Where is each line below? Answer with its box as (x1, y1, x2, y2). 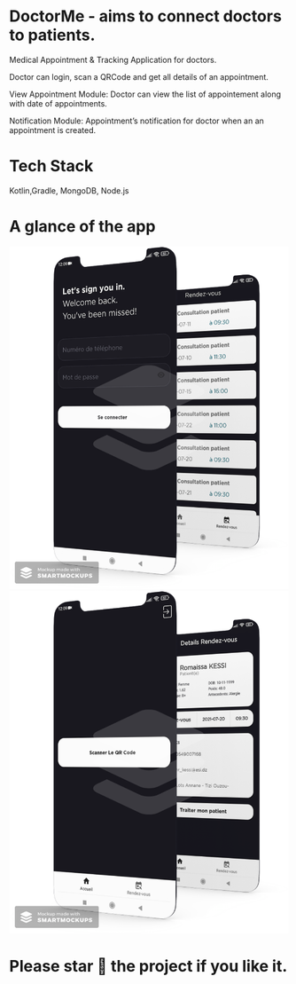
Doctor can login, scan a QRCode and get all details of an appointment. (9, 71, 269, 82)
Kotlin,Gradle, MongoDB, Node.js (9, 185, 129, 196)
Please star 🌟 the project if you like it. (9, 956, 288, 977)
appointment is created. (9, 124, 96, 135)
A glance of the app (9, 216, 156, 237)
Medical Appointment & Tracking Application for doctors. (9, 54, 217, 65)
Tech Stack (9, 156, 94, 177)
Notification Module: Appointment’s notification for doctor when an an (9, 115, 264, 126)
